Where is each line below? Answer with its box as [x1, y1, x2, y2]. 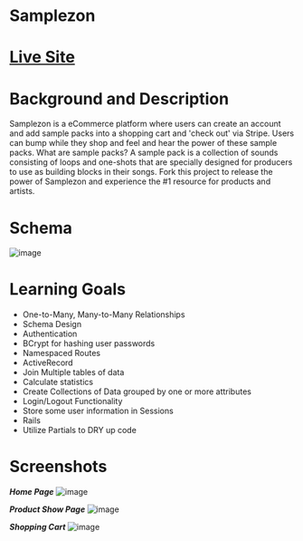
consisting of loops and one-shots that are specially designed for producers [9, 157, 293, 168]
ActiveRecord [22, 357, 74, 368]
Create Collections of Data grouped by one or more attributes [22, 386, 251, 397]
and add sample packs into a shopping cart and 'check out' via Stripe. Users [9, 128, 295, 139]
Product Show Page [9, 504, 86, 515]
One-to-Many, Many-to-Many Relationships [22, 309, 185, 320]
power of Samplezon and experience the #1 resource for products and [9, 176, 271, 187]
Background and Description [9, 88, 229, 109]
